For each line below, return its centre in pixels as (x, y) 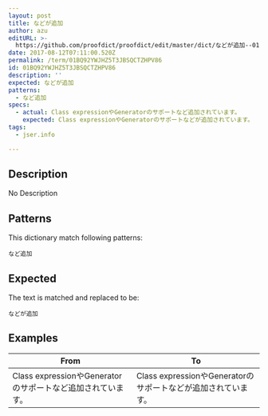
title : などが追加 (36, 23)
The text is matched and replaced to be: (74, 298)
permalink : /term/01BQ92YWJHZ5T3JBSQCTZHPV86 (85, 61)
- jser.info (35, 134)
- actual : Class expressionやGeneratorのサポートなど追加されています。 (128, 113)
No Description (33, 194)
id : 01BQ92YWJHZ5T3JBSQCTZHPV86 (62, 68)
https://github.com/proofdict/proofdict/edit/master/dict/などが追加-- (134, 46)
